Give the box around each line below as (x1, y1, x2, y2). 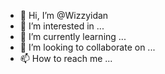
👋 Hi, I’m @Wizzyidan (19, 10, 109, 21)
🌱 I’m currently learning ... (19, 31, 127, 42)
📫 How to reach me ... (19, 53, 113, 64)
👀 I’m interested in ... (19, 20, 105, 32)
